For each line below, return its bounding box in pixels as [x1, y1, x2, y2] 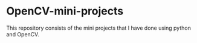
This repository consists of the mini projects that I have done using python [6, 24, 192, 31]
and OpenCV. [6, 30, 39, 38]
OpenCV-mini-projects [6, 4, 124, 18]
